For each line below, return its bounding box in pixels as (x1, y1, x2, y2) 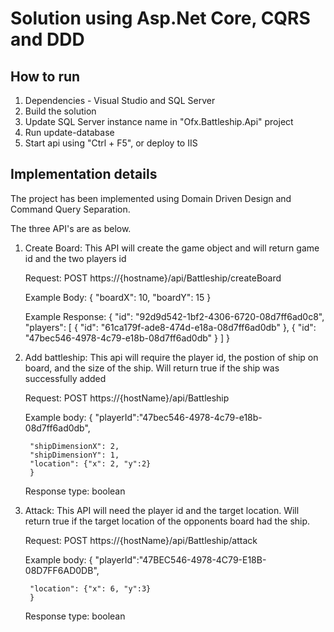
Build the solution (24, 105, 97, 117)
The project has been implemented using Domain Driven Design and (10, 192, 292, 204)
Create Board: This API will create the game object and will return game (24, 242, 320, 254)
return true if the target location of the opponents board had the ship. (24, 515, 311, 527)
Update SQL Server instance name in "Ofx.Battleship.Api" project (24, 116, 294, 127)
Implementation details (10, 166, 158, 183)
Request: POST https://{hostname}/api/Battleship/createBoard (24, 272, 282, 284)
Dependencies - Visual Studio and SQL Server (24, 95, 216, 106)
